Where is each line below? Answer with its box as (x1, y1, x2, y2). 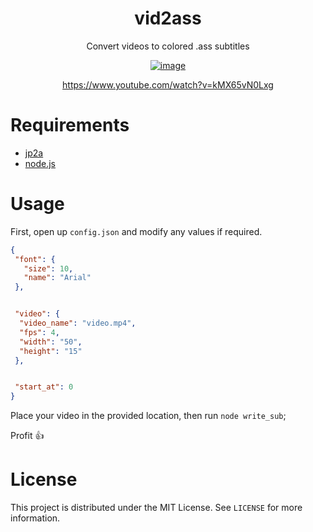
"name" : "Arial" (23, 273, 92, 283)
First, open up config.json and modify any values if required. (10, 225, 263, 237)
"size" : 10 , (23, 263, 74, 274)
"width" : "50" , (19, 337, 83, 347)
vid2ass (134, 7, 202, 30)
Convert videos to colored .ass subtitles (86, 40, 250, 52)
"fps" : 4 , (19, 327, 60, 337)
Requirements (10, 114, 130, 137)
